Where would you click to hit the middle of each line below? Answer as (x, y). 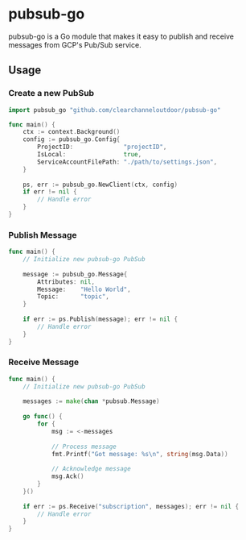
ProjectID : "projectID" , (102, 147)
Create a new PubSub (51, 93)
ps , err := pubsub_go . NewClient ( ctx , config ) (100, 185)
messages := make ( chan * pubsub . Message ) (91, 401)
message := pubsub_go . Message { (75, 274)
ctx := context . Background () (72, 132)
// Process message (84, 447)
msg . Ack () (68, 476)
